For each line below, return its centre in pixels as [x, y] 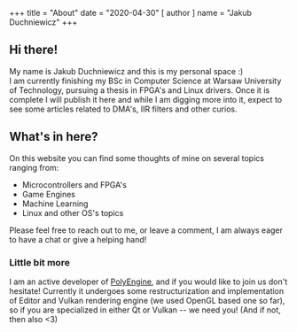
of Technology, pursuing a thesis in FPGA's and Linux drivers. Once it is [140, 90]
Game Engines [48, 194]
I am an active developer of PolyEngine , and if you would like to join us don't [148, 282]
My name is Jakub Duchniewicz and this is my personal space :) [126, 71]
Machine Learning [55, 204]
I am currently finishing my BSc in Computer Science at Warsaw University [145, 81]
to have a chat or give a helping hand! [78, 239]
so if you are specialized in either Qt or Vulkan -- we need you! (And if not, [145, 310]
